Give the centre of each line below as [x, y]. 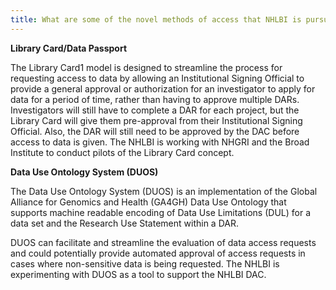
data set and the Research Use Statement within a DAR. [124, 223]
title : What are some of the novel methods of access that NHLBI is [156, 19]
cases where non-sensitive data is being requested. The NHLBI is [145, 263]
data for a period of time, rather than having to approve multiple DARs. [155, 99]
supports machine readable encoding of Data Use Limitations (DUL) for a [160, 212]
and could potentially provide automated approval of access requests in [158, 253]
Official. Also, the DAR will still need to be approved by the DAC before [155, 131]
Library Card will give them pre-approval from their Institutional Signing [156, 120]
